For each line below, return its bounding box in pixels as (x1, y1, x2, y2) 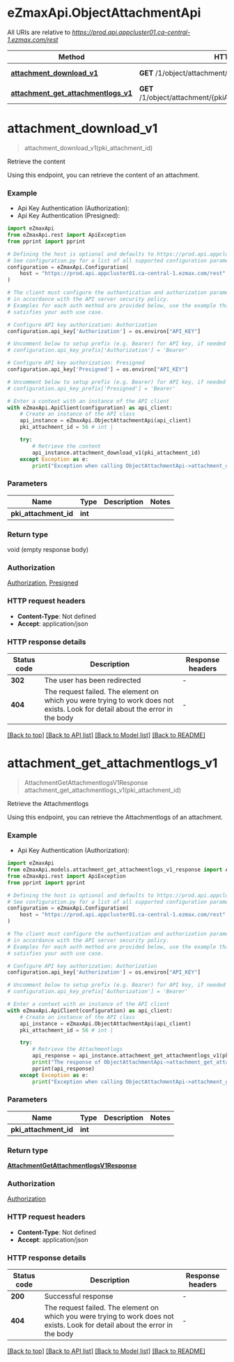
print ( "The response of (32, 1059, 101, 1066)
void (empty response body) (7, 545, 89, 554)
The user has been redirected (44, 675, 141, 685)
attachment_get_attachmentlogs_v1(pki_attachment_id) (24, 786, 182, 794)
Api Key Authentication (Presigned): (17, 212, 120, 220)
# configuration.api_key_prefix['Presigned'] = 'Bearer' (7, 385, 176, 392)
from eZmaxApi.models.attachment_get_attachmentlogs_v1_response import (7, 866, 223, 874)
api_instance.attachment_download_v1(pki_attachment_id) (32, 449, 201, 456)
